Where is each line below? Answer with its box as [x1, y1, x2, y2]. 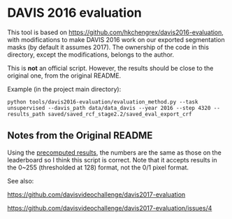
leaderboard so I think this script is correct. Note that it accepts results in [7, 155, 217, 164]
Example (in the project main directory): [7, 85, 122, 93]
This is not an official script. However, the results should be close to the [7, 64, 214, 72]
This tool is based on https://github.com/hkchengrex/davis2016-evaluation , [7, 28, 224, 36]
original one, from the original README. [7, 71, 122, 80]
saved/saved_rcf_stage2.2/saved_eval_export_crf [48, 111, 192, 118]
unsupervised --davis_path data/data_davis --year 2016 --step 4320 [7, 104, 211, 111]
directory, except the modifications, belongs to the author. [7, 50, 175, 59]
